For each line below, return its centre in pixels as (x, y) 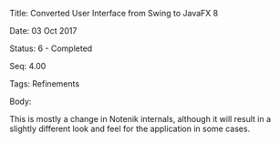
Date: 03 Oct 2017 (43, 31)
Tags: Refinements (45, 84)
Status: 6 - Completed (51, 48)
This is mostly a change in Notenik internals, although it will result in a (140, 119)
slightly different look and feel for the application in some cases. (130, 128)
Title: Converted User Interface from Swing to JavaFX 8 (114, 13)
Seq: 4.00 (28, 66)
